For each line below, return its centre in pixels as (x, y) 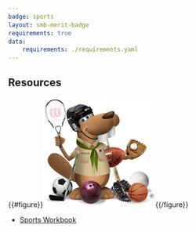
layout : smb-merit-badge (49, 25)
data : (17, 42)
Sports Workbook (48, 219)
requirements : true (40, 33)
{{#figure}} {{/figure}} (98, 205)
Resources (35, 82)
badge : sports (31, 16)
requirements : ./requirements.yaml (80, 50)
